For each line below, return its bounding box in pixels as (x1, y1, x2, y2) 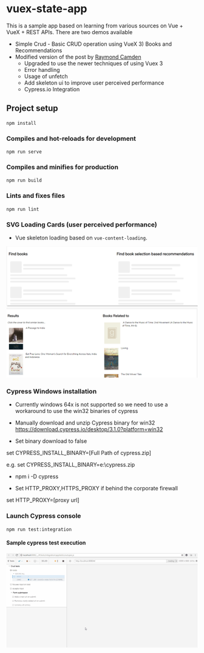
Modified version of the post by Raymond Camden (15, 53, 141, 60)
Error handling (24, 66, 60, 73)
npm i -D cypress (15, 473, 59, 480)
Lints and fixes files (6, 191, 66, 200)
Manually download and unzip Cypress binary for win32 (15, 419, 155, 426)
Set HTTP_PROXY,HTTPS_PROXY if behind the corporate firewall (15, 485, 178, 492)
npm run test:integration (6, 526, 72, 532)
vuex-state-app (6, 2, 87, 16)
